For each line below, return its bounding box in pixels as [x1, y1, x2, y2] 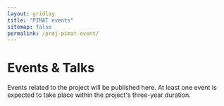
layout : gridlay [7, 10, 55, 18]
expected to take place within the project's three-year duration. [7, 91, 192, 99]
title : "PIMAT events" [7, 17, 74, 24]
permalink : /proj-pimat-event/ [7, 29, 99, 37]
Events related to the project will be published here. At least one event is [7, 84, 217, 92]
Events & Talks [7, 60, 95, 76]
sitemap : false [7, 23, 52, 30]
